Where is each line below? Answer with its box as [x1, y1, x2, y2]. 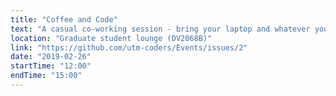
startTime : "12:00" [10, 61, 92, 71]
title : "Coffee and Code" [10, 14, 118, 25]
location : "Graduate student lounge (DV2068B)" [10, 33, 213, 43]
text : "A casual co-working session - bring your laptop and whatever [10, 24, 311, 34]
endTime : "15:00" [10, 71, 83, 81]
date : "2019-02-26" [10, 52, 92, 62]
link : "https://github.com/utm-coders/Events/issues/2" [10, 42, 248, 53]
